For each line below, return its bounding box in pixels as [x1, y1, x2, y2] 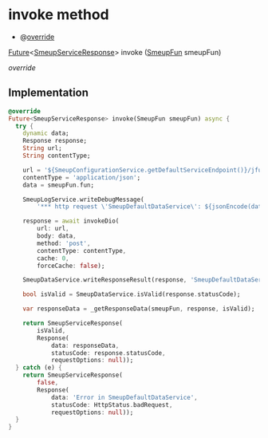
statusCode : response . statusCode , [50, 349, 166, 357]
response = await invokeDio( [22, 217, 120, 225]
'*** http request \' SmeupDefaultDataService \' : [37, 203, 202, 211]
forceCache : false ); [37, 262, 105, 270]
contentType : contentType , [37, 247, 127, 255]
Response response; [22, 137, 88, 145]
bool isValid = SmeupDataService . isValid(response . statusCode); [22, 290, 241, 298]
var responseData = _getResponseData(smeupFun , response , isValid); [22, 305, 255, 313]
